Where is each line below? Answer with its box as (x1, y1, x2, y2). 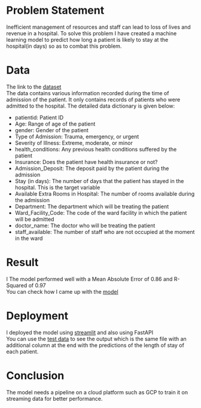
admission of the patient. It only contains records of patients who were (6, 96, 181, 103)
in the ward (14, 235, 43, 242)
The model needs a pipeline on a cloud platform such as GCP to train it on (6, 388, 188, 395)
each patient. (6, 348, 39, 355)
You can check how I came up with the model (6, 288, 118, 295)
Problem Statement (6, 4, 105, 17)
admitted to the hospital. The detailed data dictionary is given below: (6, 102, 175, 109)
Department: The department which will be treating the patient (14, 203, 169, 210)
